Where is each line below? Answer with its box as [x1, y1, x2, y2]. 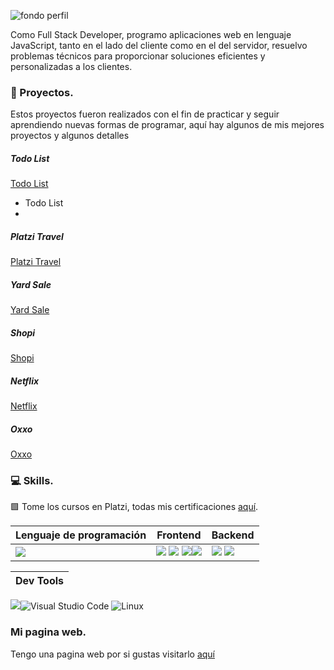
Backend [211, 528, 255, 542]
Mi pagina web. [10, 625, 87, 639]
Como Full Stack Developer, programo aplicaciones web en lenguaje [10, 29, 292, 40]
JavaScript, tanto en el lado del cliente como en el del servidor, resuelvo [10, 40, 308, 51]
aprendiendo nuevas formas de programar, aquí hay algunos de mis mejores [10, 119, 325, 131]
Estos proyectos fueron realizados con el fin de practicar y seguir [10, 108, 280, 120]
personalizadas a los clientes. [10, 61, 133, 72]
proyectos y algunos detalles [10, 130, 130, 142]
